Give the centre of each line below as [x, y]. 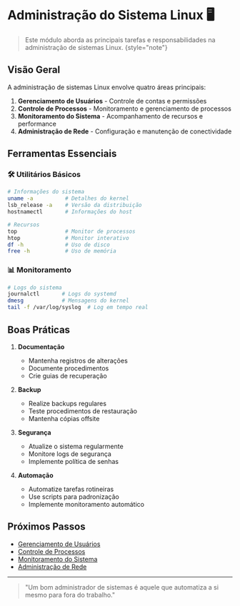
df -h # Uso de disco [59, 245]
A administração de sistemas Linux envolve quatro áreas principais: [106, 87]
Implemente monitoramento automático [86, 504]
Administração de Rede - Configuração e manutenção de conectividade [125, 131]
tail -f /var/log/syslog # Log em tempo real [78, 308]
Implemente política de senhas [74, 461]
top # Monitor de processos [71, 231]
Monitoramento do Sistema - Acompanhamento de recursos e [110, 116]
